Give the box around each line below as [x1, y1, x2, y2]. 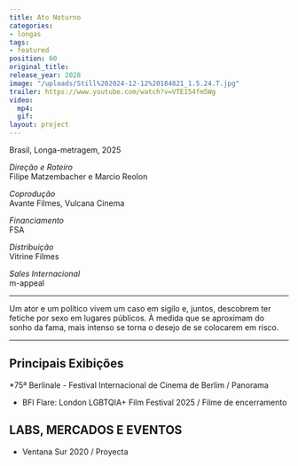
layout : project [9, 121, 69, 130]
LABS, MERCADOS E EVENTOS [9, 423, 183, 438]
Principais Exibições [9, 356, 124, 371]
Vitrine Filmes [9, 251, 59, 262]
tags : [9, 37, 29, 47]
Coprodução [9, 188, 56, 199]
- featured [9, 46, 50, 55]
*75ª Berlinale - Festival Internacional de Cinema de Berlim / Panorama [9, 379, 269, 391]
